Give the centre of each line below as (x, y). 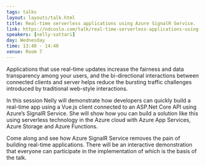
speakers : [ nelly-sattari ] (41, 35)
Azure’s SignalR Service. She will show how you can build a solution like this (102, 113)
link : (13, 29)
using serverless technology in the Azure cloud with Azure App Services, (99, 120)
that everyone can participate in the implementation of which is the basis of (102, 151)
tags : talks (21, 12)
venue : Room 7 (25, 52)
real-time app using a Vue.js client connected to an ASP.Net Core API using (101, 107)
